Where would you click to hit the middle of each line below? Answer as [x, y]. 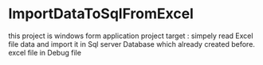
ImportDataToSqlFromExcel [101, 14]
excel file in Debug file [45, 52]
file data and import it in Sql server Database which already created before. [131, 44]
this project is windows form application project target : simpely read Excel [131, 36]
